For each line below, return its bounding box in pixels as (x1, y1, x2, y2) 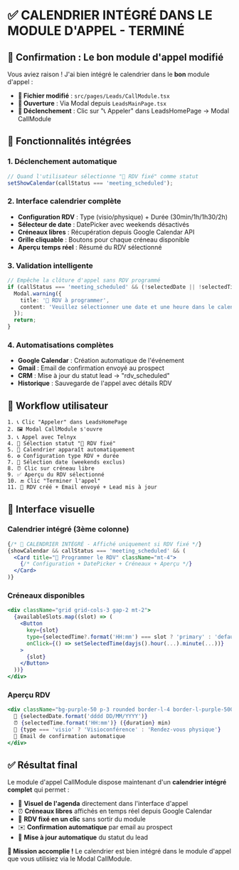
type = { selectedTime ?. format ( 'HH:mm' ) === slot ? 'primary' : (26, 633, 212, 640)
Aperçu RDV (7, 690, 51, 700)
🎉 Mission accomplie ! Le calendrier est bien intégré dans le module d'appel (7, 847, 231, 856)
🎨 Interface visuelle (7, 503, 95, 515)
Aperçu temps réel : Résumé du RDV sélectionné (17, 242, 162, 251)
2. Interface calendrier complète (7, 196, 122, 206)
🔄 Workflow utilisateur (7, 399, 109, 411)
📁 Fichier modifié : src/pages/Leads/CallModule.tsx (17, 91, 170, 100)
